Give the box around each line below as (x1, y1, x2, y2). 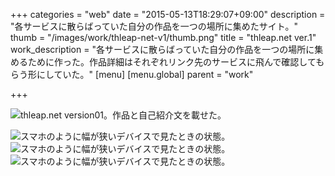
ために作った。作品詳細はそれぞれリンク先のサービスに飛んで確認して (27, 56, 317, 68)
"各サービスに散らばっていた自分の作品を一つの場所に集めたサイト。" (10, 20, 299, 32)
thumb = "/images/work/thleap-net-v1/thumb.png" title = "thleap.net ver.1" (10, 32, 317, 43)
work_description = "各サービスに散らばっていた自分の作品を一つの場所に (10, 44, 315, 55)
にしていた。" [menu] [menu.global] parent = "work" (36, 69, 254, 80)
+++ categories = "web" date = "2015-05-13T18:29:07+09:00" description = (10, 9, 326, 20)
